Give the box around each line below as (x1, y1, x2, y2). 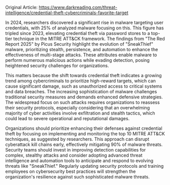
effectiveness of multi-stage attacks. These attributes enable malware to (5, 52, 157, 58)
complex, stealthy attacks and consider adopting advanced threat (5, 152, 143, 158)
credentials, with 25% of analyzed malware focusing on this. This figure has (5, 25, 164, 31)
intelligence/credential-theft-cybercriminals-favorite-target (5, 10, 128, 16)
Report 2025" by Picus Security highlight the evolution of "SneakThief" (5, 41, 154, 47)
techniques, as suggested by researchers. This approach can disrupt (5, 136, 150, 142)
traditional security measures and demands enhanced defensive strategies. (5, 94, 163, 100)
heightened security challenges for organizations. (5, 63, 109, 68)
